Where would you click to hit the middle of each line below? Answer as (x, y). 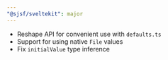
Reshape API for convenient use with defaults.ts (89, 34)
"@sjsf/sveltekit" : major (45, 14)
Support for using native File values (70, 41)
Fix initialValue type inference (63, 49)
